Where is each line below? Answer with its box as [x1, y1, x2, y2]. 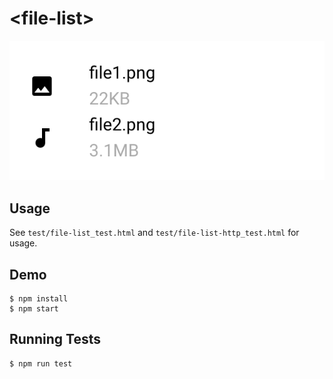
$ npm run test [9, 358, 73, 369]
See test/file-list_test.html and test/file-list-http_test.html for [9, 227, 300, 239]
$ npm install [9, 293, 69, 304]
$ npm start [9, 303, 59, 314]
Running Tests [9, 331, 101, 348]
